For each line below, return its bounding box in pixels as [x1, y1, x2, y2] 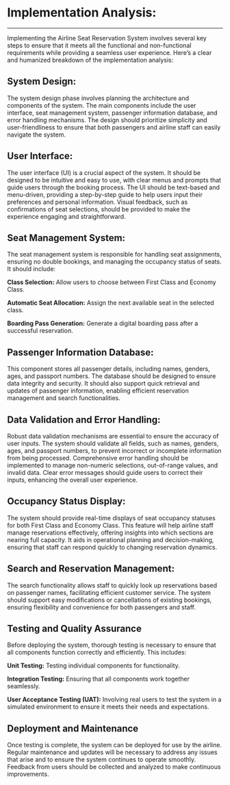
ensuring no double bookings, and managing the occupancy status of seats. [7, 257, 222, 266]
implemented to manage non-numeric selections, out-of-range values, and [7, 461, 218, 469]
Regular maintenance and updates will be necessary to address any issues [7, 748, 218, 756]
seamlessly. [7, 682, 40, 690]
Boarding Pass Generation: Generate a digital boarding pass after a [7, 319, 199, 327]
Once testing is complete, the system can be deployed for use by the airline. [7, 741, 222, 749]
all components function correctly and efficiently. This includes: [7, 648, 187, 657]
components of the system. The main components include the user [7, 101, 196, 109]
